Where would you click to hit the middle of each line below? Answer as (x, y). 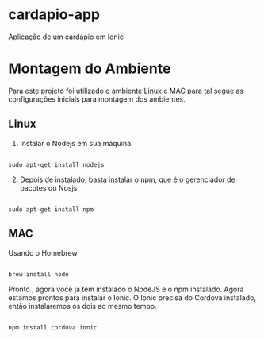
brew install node (38, 274)
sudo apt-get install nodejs (56, 164)
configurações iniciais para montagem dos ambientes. (97, 99)
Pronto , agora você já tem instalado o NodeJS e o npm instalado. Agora (126, 289)
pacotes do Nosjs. (49, 187)
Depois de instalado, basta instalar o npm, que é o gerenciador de (127, 179)
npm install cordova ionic (53, 327)
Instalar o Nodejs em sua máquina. (76, 143)
